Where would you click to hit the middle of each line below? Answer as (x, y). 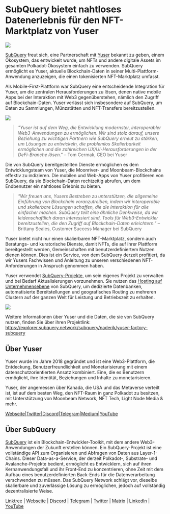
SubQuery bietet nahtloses (63, 9)
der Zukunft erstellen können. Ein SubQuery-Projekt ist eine (99, 447)
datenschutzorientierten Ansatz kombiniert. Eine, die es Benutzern (75, 372)
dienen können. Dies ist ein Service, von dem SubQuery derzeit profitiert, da (85, 255)
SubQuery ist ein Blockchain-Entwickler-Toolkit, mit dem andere (72, 442)
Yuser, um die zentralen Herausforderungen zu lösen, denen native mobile (83, 92)
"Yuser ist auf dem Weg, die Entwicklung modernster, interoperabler (89, 127)
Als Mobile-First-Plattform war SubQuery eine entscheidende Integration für (85, 86)
